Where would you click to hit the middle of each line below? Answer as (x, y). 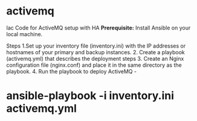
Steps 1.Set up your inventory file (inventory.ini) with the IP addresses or (96, 46)
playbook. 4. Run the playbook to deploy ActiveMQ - (72, 71)
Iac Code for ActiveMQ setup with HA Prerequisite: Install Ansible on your (98, 28)
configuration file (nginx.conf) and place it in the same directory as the (94, 65)
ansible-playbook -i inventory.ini (90, 96)
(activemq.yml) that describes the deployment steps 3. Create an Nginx (95, 58)
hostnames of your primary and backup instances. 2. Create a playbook (96, 52)
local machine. (24, 34)
